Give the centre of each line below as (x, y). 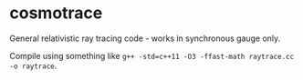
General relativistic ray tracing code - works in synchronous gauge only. (145, 38)
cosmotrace (56, 13)
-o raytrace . (33, 65)
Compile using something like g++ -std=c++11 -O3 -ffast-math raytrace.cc (152, 55)
